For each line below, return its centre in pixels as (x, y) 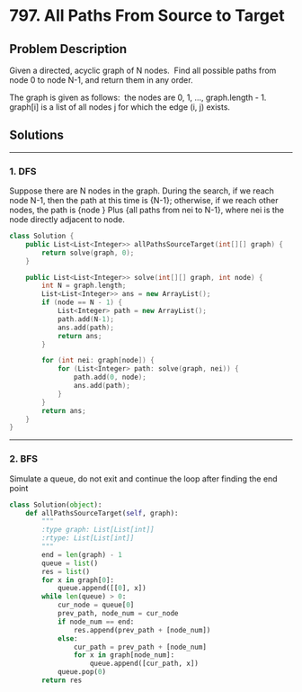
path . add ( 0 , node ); (110, 377)
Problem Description (68, 49)
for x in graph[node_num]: (124, 655)
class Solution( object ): (56, 505)
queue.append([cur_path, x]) (144, 664)
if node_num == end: (96, 622)
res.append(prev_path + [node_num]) (142, 630)
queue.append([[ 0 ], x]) (102, 589)
